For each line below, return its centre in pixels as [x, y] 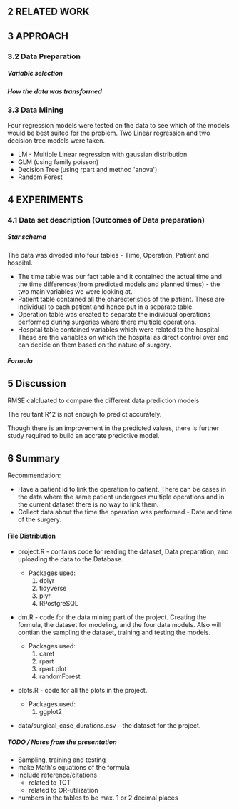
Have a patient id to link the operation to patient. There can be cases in [122, 489]
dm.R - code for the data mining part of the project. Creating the [112, 617]
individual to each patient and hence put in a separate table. [106, 307]
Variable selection [35, 73]
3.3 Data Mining [36, 110]
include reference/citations [57, 775]
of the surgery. [40, 519]
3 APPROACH [38, 36]
